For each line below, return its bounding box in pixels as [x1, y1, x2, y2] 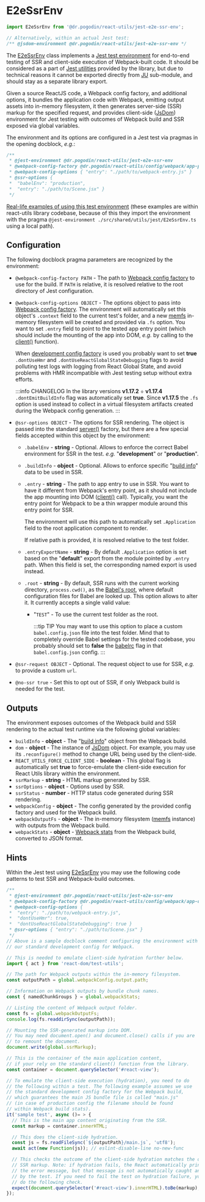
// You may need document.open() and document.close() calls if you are [6, 1033, 195, 1039]
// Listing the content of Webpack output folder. [6, 1005, 138, 1011]
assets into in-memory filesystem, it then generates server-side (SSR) [6, 102, 182, 110]
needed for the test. [15, 685, 65, 693]
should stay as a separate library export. [6, 78, 108, 85]
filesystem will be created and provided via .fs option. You [37, 319, 185, 326]
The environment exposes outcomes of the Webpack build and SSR [6, 719, 176, 726]
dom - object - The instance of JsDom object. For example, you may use [15, 744, 196, 751]
